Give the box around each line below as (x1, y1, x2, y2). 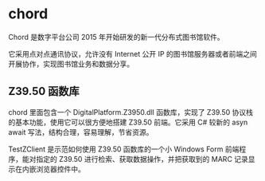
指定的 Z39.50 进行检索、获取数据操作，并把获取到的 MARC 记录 (35, 154, 249, 163)
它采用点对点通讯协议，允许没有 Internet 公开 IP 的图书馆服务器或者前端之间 (8, 49, 257, 58)
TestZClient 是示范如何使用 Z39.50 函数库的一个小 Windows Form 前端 (8, 144, 240, 154)
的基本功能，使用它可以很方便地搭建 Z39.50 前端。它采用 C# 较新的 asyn (8, 117, 248, 127)
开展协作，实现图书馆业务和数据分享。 (8, 59, 134, 69)
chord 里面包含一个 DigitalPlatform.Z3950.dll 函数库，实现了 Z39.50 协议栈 (8, 107, 253, 116)
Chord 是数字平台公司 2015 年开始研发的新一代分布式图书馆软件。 (8, 32, 224, 41)
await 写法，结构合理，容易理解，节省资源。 (8, 127, 154, 136)
